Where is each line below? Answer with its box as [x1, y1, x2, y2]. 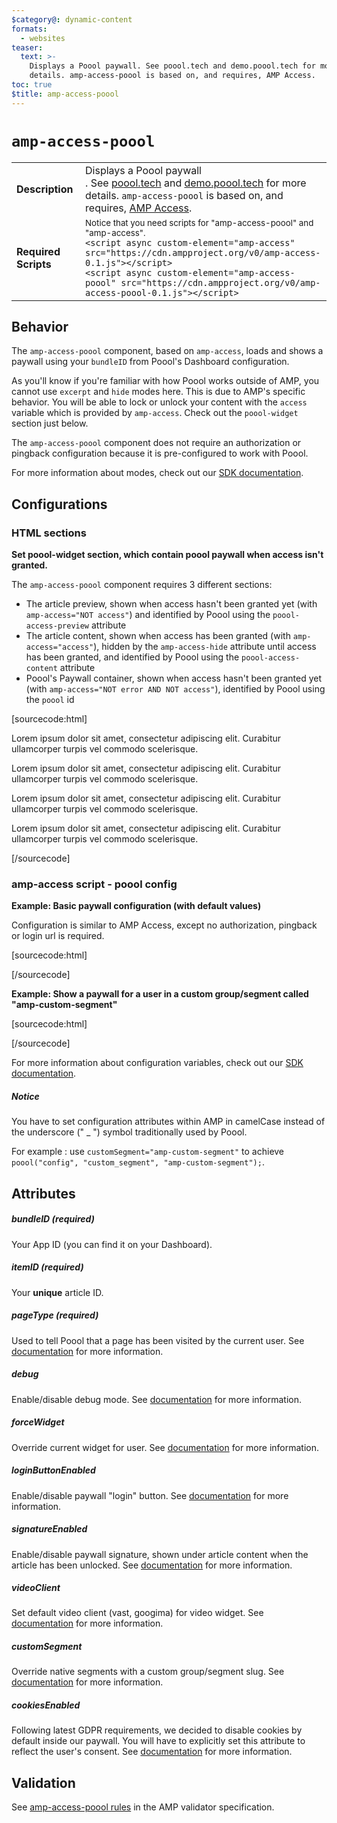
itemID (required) [11, 1261, 84, 1273]
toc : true [11, 80, 53, 90]
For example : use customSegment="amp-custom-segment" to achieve [11, 1146, 285, 1158]
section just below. [11, 417, 89, 430]
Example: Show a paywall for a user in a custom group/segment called [11, 988, 309, 1000]
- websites [20, 33, 66, 43]
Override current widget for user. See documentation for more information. [11, 1441, 320, 1453]
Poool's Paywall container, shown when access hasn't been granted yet [25, 672, 323, 685]
